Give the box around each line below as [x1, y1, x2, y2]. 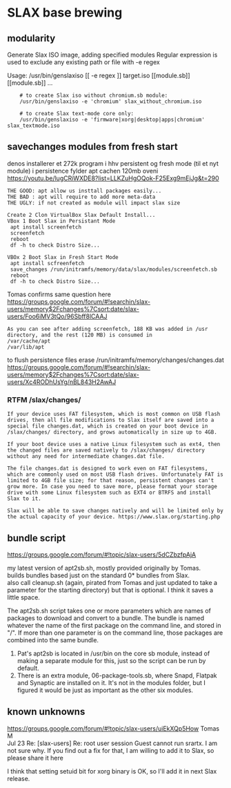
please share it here [7, 753, 63, 762]
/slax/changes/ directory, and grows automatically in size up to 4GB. [7, 429, 217, 436]
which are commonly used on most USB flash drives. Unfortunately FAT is [7, 471, 224, 478]
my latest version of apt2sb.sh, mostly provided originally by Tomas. [7, 564, 201, 572]
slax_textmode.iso [7, 122, 60, 129]
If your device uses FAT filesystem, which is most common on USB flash [7, 411, 221, 418]
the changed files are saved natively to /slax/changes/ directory [7, 447, 205, 454]
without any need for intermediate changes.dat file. [7, 453, 165, 460]
